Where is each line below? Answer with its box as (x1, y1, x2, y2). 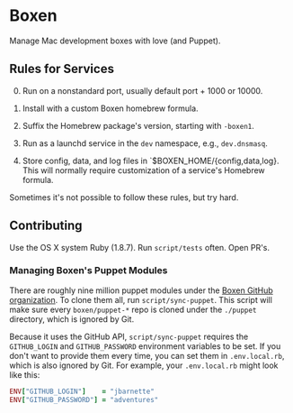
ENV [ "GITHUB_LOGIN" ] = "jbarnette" (9, 387, 155, 396)
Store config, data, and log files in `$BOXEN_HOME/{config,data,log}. (22, 155, 280, 166)
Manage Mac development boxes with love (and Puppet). (9, 35, 221, 46)
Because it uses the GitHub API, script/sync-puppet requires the (9, 331, 249, 342)
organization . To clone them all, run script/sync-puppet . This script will (9, 294, 272, 305)
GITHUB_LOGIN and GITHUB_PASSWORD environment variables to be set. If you (9, 340, 281, 352)
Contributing (9, 218, 83, 234)
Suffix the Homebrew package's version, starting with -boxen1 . (22, 120, 254, 131)
